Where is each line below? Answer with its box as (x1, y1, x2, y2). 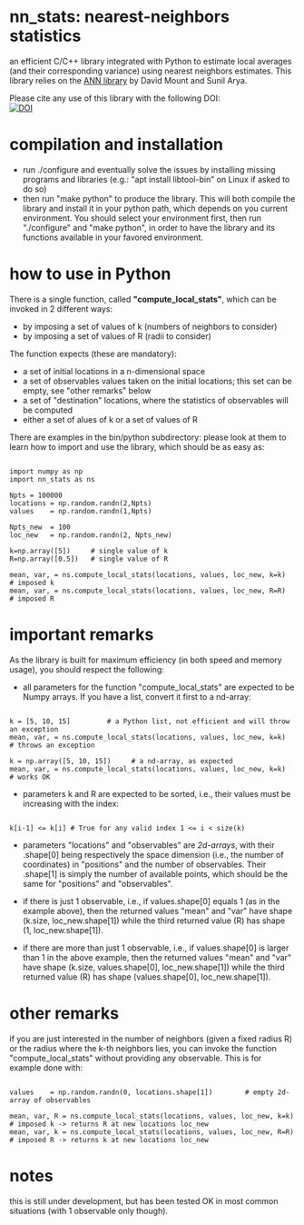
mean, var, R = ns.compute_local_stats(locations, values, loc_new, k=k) (9, 1111, 295, 1120)
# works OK (9, 772, 51, 782)
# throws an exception (9, 741, 95, 750)
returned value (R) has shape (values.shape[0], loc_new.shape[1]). (22, 971, 271, 982)
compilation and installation (9, 134, 224, 155)
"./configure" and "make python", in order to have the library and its (22, 222, 275, 233)
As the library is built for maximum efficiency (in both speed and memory (9, 654, 283, 665)
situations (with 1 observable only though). (9, 1205, 169, 1216)
